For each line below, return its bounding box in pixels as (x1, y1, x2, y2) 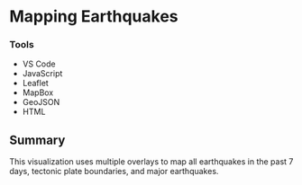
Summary (9, 132, 66, 147)
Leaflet (22, 78, 50, 89)
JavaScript (22, 68, 63, 79)
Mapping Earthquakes (9, 6, 178, 27)
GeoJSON (22, 97, 60, 108)
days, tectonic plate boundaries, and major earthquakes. (9, 166, 219, 177)
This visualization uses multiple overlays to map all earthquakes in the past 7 (9, 156, 294, 167)
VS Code (22, 58, 56, 69)
